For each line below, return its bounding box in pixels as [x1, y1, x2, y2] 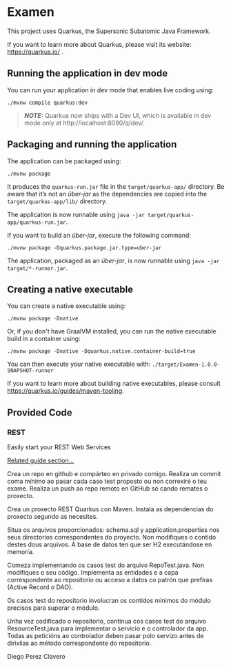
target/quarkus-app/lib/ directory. [7, 197, 108, 205]
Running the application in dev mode [7, 68, 168, 79]
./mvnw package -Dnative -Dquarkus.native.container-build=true [7, 348, 196, 355]
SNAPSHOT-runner [7, 367, 54, 374]
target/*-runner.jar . [7, 263, 68, 272]
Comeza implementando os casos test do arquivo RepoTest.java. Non [7, 561, 205, 569]
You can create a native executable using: [7, 302, 126, 310]
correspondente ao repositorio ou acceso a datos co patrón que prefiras [7, 576, 213, 584]
